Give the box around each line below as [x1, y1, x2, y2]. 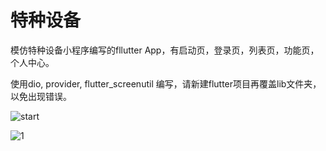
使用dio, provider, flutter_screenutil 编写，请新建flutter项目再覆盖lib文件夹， [10, 77, 322, 90]
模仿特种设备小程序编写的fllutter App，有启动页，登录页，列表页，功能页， [10, 44, 320, 56]
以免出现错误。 [10, 90, 72, 102]
